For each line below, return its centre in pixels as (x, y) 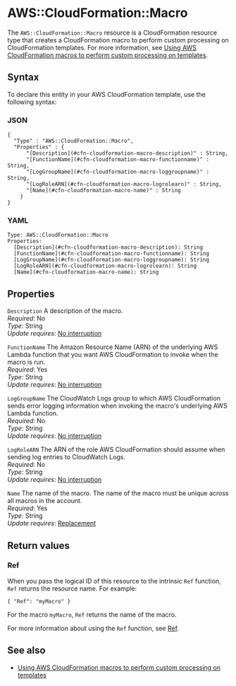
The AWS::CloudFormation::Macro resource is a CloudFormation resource (112, 32)
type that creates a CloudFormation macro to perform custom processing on (118, 40)
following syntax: (32, 102)
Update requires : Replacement (52, 524)
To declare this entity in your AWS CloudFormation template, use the (106, 94)
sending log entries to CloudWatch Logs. (66, 457)
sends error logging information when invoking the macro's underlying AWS (117, 406)
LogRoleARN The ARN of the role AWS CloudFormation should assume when (116, 449)
